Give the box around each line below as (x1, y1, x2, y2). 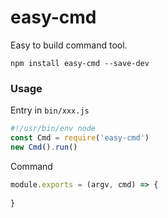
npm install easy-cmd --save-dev (10, 58, 150, 68)
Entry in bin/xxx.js (10, 104, 90, 116)
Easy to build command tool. (10, 39, 128, 51)
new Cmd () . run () (10, 142, 78, 152)
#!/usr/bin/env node (10, 124, 97, 134)
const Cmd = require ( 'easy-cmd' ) (10, 133, 150, 143)
